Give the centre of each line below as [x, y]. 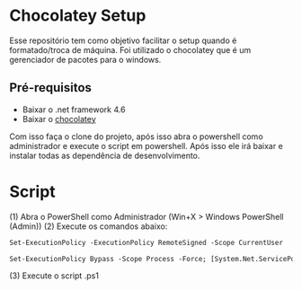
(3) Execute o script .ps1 [54, 276]
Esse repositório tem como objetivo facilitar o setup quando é [123, 40]
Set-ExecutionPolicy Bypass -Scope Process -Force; [108, 259]
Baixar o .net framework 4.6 [74, 110]
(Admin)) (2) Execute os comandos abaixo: [89, 226]
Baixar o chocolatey [59, 119]
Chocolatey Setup [78, 16]
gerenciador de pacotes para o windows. [85, 59]
